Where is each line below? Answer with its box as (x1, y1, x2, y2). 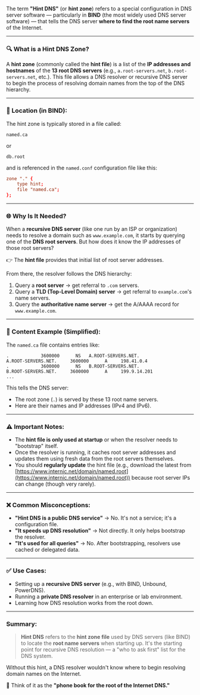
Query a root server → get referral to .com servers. (14, 282, 139, 289)
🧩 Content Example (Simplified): (6, 328, 101, 336)
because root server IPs (131, 474, 190, 481)
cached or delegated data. (14, 546, 80, 554)
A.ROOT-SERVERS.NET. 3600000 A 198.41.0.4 (6, 358, 148, 364)
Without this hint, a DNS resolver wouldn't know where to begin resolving (6, 663, 186, 671)
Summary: (6, 620, 37, 628)
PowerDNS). (14, 586, 46, 594)
